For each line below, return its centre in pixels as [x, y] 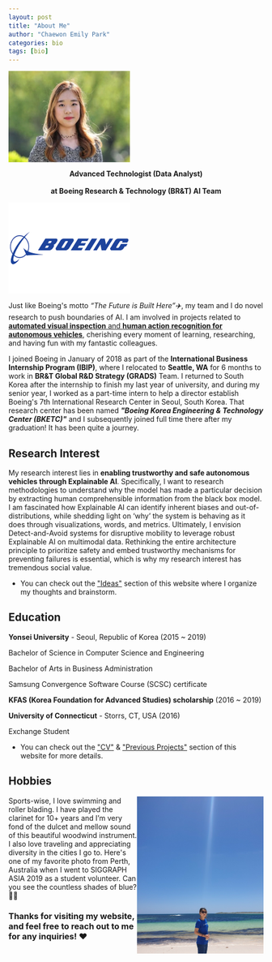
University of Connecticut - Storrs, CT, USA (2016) [94, 715]
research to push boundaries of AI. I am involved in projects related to [125, 317]
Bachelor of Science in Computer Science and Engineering [106, 652]
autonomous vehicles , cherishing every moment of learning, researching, [132, 335]
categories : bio [36, 43]
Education [35, 618]
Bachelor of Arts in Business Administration [81, 668]
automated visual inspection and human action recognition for [115, 326]
